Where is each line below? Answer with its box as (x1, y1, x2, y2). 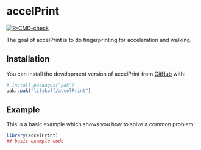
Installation (6, 54, 50, 65)
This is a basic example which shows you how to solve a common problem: (6, 121, 195, 128)
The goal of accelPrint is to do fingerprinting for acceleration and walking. (6, 36, 192, 43)
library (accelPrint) (6, 132, 59, 138)
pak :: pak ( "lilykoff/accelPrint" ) (6, 87, 91, 94)
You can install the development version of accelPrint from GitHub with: (6, 70, 186, 77)
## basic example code (6, 138, 64, 145)
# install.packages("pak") (6, 82, 75, 88)
